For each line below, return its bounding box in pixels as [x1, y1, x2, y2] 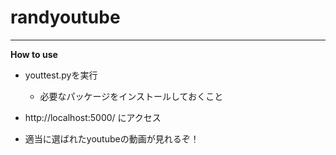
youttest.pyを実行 [24, 69, 98, 81]
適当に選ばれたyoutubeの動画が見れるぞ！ [24, 132, 200, 145]
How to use [10, 48, 58, 60]
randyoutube [10, 6, 121, 29]
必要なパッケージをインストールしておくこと [39, 90, 224, 102]
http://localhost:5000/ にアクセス [24, 111, 162, 123]
